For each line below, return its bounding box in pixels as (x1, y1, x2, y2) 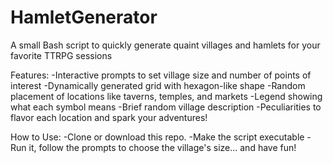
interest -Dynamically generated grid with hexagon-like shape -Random (10, 79, 306, 91)
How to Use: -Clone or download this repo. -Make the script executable (10, 131, 305, 143)
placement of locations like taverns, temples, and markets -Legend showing (10, 90, 323, 102)
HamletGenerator (10, 6, 158, 29)
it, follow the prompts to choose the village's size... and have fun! (28, 141, 297, 153)
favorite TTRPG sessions (10, 49, 113, 61)
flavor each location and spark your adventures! (10, 111, 208, 123)
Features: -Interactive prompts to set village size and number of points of (10, 69, 312, 81)
